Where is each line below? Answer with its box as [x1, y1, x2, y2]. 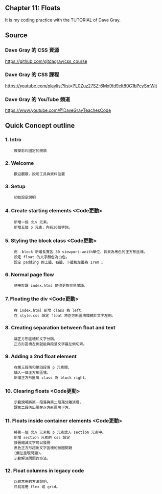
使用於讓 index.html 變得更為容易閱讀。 [14, 283, 88, 288]
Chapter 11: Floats [5, 4, 61, 12]
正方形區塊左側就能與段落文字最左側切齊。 [14, 342, 87, 346]
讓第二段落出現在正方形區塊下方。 [14, 405, 72, 410]
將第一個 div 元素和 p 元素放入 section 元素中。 [14, 430, 106, 435]
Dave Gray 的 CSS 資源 [5, 47, 60, 53]
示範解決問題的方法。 [14, 456, 50, 461]
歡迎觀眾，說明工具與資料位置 [14, 172, 65, 177]
